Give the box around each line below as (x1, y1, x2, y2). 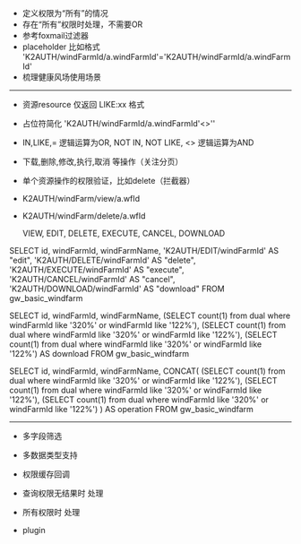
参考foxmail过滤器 (21, 30, 90, 40)
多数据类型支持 (21, 450, 78, 460)
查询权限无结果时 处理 (21, 488, 104, 498)
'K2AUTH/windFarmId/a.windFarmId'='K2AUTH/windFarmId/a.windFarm (21, 52, 291, 62)
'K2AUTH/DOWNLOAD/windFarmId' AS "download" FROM (9, 283, 226, 294)
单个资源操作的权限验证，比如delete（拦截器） (21, 176, 195, 186)
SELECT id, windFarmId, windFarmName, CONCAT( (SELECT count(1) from (9, 366, 286, 376)
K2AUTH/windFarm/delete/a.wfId (21, 211, 146, 221)
